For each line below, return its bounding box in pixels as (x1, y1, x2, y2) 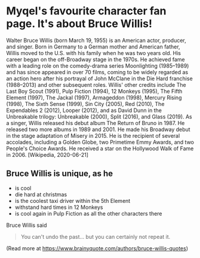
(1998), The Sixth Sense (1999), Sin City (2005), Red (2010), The (6, 100, 165, 107)
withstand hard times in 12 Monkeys (14, 204, 103, 211)
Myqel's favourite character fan (6, 4, 167, 18)
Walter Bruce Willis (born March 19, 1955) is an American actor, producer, (6, 37, 186, 44)
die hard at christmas (14, 190, 67, 198)
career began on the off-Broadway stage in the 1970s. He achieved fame (6, 56, 185, 63)
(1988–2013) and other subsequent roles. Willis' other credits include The (6, 81, 186, 88)
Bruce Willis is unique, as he (6, 169, 113, 179)
